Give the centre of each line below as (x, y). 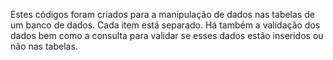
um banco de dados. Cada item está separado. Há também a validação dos (165, 25)
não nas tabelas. (44, 46)
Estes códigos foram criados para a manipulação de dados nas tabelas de (162, 14)
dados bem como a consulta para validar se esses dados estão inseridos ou (167, 35)
